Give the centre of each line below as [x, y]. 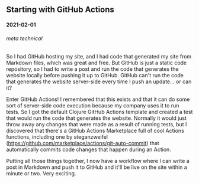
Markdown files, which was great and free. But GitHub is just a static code [97, 63]
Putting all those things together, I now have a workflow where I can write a [98, 161]
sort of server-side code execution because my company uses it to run [93, 106]
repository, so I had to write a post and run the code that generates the [92, 69]
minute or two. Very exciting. [41, 174]
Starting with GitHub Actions [60, 10]
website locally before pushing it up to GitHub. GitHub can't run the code [95, 76]
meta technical [24, 38]
